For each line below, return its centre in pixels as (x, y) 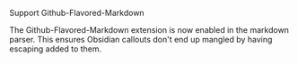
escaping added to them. (56, 49)
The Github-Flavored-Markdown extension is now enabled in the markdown (149, 30)
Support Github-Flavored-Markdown (77, 13)
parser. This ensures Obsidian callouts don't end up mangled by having (141, 39)
